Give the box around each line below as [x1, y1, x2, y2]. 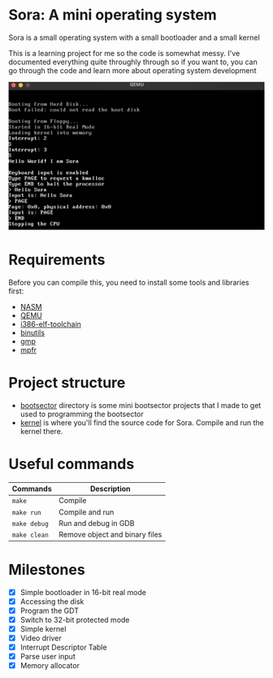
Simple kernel [19, 624, 67, 633]
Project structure [8, 373, 126, 392]
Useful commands [8, 454, 135, 473]
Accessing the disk [19, 596, 84, 606]
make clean [11, 531, 49, 540]
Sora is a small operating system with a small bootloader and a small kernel [8, 33, 260, 42]
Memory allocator [19, 661, 80, 671]
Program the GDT [19, 606, 80, 615]
